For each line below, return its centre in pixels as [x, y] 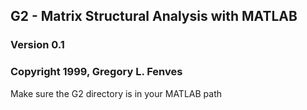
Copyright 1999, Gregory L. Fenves [96, 72]
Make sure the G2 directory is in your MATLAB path [116, 93]
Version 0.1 [37, 45]
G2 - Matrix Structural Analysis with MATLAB [154, 16]
